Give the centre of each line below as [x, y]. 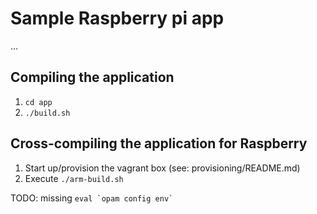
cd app [38, 102]
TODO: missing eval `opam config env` [92, 198]
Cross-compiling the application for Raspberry [159, 143]
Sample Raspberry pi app [117, 18]
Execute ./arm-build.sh [74, 178]
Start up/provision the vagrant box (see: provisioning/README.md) [162, 168]
